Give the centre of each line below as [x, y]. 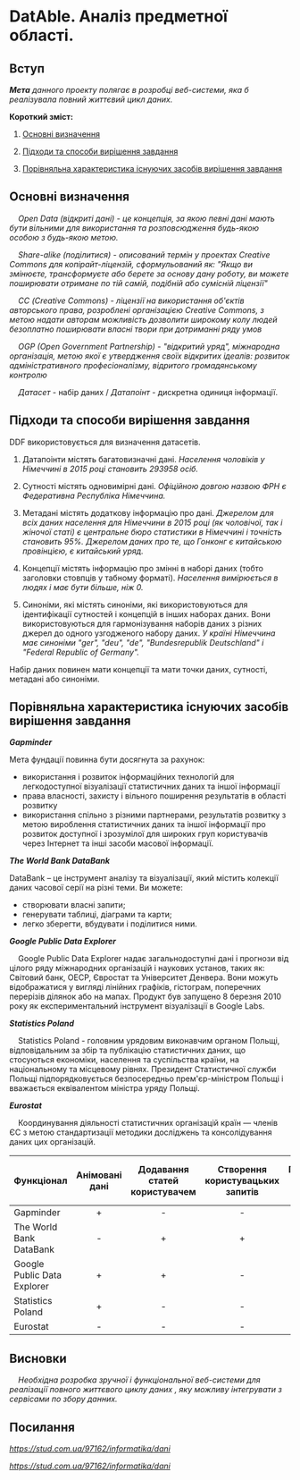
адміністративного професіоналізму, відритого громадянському [133, 365]
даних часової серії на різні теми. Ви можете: [96, 888]
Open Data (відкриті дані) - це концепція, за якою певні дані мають [146, 218]
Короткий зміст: [42, 117]
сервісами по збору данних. [63, 1399]
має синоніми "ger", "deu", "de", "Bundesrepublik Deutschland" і [143, 642]
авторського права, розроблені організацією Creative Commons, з [137, 309]
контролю [28, 375]
